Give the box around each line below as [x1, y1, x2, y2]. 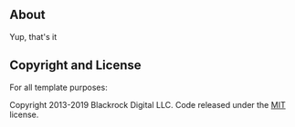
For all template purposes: [9, 82, 108, 93]
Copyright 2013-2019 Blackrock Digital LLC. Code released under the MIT [9, 99, 286, 110]
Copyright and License [9, 58, 142, 73]
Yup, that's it [9, 31, 58, 42]
